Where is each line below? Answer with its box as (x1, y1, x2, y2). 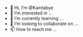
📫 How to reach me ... (10, 26, 57, 32)
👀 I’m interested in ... (10, 10, 53, 16)
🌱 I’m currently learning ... (10, 15, 64, 21)
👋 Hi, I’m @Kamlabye (10, 5, 54, 10)
